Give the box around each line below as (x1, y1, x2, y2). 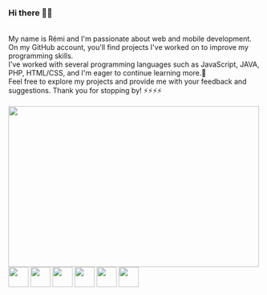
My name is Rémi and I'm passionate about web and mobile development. (8, 34, 253, 43)
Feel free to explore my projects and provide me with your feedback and (8, 76, 247, 87)
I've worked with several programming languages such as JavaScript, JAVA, (8, 59, 260, 69)
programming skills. (8, 51, 74, 61)
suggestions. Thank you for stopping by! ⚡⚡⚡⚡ (8, 86, 163, 96)
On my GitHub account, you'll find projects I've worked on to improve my (8, 43, 249, 52)
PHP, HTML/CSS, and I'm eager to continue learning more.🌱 (8, 68, 207, 78)
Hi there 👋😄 (8, 7, 53, 18)
